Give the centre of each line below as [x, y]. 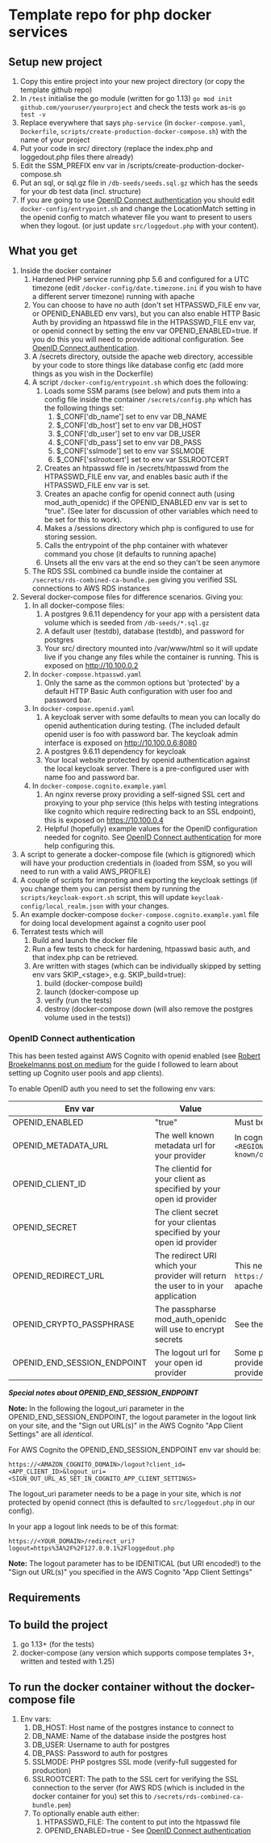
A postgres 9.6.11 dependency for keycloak [115, 751]
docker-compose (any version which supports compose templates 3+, [137, 1653]
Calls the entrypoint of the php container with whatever [136, 545]
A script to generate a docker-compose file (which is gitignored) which [138, 854]
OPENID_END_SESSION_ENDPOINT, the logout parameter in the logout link [132, 1417]
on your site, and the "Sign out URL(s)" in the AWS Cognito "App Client [126, 1426]
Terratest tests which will [61, 932]
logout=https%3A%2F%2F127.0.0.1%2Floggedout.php [92, 1549]
